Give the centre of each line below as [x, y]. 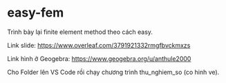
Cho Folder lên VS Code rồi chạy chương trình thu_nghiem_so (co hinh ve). [113, 72]
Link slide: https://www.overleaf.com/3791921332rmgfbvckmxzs [99, 45]
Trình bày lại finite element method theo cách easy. [80, 32]
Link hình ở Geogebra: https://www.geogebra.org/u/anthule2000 [99, 58]
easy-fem [36, 13]
